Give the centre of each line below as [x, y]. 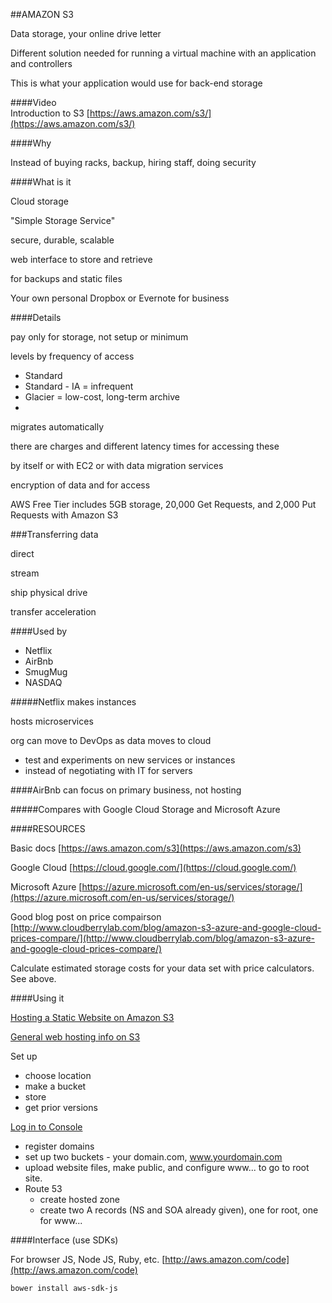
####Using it [37, 998]
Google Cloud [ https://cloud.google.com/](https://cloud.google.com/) [153, 867]
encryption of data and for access [80, 485]
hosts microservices [52, 721]
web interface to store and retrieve [81, 259]
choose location [58, 1075]
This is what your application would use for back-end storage [136, 83]
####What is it [41, 182]
